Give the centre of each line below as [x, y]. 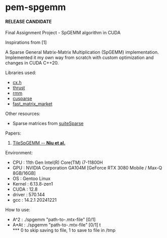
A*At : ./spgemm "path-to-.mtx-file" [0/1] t [57, 225]
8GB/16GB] [24, 173]
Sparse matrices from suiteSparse [48, 124]
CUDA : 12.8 [25, 189]
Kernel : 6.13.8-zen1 [33, 184]
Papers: [13, 133]
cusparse [22, 99]
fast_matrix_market [33, 104]
